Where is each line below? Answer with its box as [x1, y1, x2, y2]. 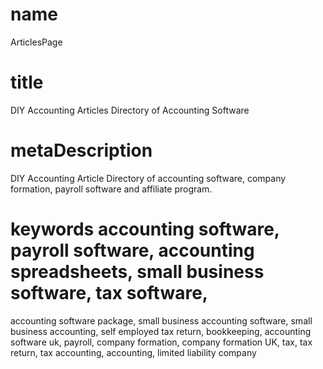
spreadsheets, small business [10, 261, 265, 283]
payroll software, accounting [10, 239, 255, 262]
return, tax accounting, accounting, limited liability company [10, 346, 257, 358]
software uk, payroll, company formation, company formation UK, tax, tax [10, 336, 313, 348]
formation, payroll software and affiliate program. [10, 183, 213, 195]
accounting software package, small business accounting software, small [10, 314, 313, 327]
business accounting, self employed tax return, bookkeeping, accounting [10, 325, 312, 337]
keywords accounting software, [10, 218, 280, 240]
